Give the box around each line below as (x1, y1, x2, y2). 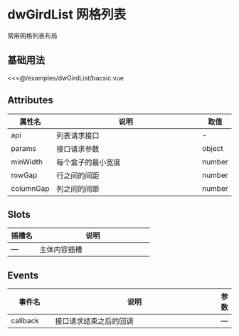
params (11, 143, 37, 153)
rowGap (11, 170, 38, 180)
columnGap (11, 183, 50, 193)
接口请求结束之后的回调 (55, 316, 134, 326)
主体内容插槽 (39, 245, 83, 255)
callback (11, 316, 39, 326)
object (201, 143, 223, 153)
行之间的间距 (56, 170, 100, 180)
